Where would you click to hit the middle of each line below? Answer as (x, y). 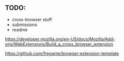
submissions (24, 24)
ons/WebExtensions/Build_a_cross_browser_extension (59, 44)
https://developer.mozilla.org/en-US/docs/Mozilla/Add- (60, 39)
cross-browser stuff (32, 19)
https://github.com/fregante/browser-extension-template (62, 53)
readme (20, 30)
